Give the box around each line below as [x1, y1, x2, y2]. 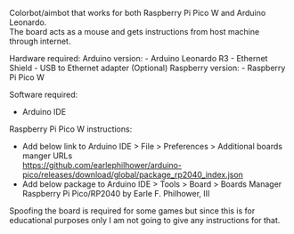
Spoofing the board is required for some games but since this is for [9, 206, 256, 216]
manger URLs [21, 150, 73, 161]
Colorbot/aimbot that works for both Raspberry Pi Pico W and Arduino [9, 8, 266, 18]
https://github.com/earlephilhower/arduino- [21, 160, 183, 170]
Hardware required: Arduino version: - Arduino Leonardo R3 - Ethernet [9, 53, 268, 63]
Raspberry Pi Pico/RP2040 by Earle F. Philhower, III [21, 189, 210, 198]
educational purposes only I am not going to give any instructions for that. [9, 215, 281, 225]
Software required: [9, 89, 78, 100]
